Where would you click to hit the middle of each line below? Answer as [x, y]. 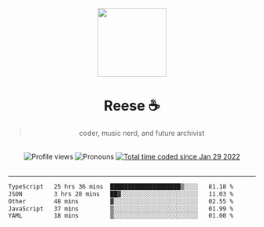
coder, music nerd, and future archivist [142, 133]
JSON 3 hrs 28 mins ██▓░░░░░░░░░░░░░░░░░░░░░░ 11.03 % [121, 194]
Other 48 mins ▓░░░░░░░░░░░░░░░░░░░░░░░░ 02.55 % [121, 201]
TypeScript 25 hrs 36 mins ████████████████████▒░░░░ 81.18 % [121, 187]
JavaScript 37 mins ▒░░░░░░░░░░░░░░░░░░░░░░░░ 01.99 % [121, 209]
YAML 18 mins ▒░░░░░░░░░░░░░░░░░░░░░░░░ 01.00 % [121, 216]
